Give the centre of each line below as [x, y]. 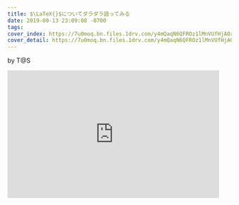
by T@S [19, 60]
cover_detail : [28, 40]
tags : [15, 27]
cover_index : [27, 34]
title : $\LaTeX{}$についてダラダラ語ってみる [69, 14]
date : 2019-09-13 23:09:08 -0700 [57, 21]
